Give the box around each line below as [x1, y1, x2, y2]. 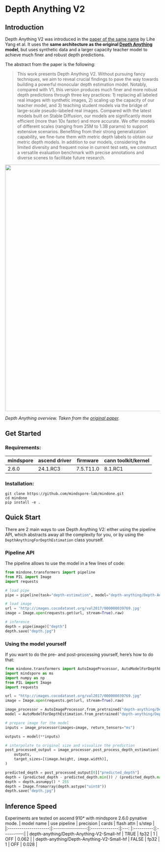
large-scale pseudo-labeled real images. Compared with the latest [17, 107, 151, 113]
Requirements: [5, 444, 41, 451]
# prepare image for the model [5, 720, 69, 725]
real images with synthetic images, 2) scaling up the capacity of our [17, 97, 155, 103]
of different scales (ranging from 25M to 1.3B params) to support [17, 123, 148, 129]
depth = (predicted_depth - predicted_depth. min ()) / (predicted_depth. [5, 775, 157, 780]
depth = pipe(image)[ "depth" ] [5, 624, 67, 629]
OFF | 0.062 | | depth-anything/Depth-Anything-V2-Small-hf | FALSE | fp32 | [5, 836, 160, 842]
